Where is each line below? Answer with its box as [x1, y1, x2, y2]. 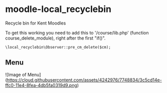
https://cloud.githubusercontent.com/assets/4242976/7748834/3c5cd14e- [7, 76, 162, 83]
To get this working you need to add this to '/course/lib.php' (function [5, 29, 149, 35]
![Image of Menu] [5, 71, 41, 77]
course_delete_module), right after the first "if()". [5, 35, 106, 41]
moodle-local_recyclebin [5, 3, 112, 15]
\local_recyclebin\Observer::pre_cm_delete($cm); [5, 44, 111, 49]
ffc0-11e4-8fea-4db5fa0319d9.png [5, 82, 78, 88]
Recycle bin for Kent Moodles [5, 20, 66, 26]
